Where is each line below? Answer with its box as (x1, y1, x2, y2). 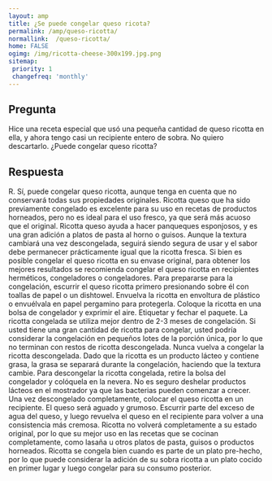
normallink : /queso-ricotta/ (8, 34, 111, 43)
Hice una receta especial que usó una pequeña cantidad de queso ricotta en (8, 124, 265, 134)
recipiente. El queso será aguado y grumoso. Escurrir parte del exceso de (8, 403, 255, 413)
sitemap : (8, 58, 38, 66)
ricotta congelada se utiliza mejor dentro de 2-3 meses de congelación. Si (8, 317, 256, 326)
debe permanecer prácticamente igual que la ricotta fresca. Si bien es (8, 247, 243, 257)
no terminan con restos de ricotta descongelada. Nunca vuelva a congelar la (8, 343, 265, 352)
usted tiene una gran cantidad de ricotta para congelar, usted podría (8, 325, 237, 335)
